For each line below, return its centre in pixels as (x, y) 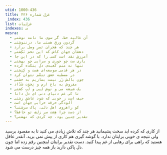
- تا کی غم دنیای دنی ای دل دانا (44, 93)
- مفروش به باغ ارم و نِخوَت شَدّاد (43, 84)
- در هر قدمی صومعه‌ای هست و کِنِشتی (45, 70)
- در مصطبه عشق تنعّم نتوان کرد (42, 75)
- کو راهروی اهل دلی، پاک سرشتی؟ (44, 107)
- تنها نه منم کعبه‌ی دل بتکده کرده (47, 65)
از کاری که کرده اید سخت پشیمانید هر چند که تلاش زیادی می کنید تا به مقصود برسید (82, 131)
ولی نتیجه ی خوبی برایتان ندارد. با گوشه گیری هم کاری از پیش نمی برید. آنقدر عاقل (82, 136)
